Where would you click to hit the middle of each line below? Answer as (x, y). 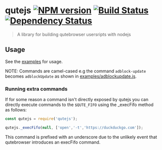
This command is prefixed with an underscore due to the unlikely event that (81, 137)
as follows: (16, 110)
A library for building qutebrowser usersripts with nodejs (74, 34)
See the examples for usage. (34, 62)
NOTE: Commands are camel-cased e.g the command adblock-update (76, 71)
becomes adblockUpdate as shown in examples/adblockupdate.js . (71, 76)
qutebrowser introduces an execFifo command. (53, 142)
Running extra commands (36, 89)
